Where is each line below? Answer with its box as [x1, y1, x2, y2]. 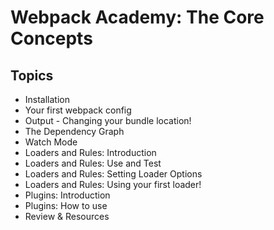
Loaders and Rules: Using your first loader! [24, 179, 202, 190]
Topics [10, 67, 54, 84]
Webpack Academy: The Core [10, 6, 265, 29]
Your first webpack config [24, 104, 132, 116]
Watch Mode [24, 136, 78, 148]
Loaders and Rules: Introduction [24, 147, 157, 158]
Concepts [10, 27, 93, 50]
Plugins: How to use [24, 200, 108, 211]
